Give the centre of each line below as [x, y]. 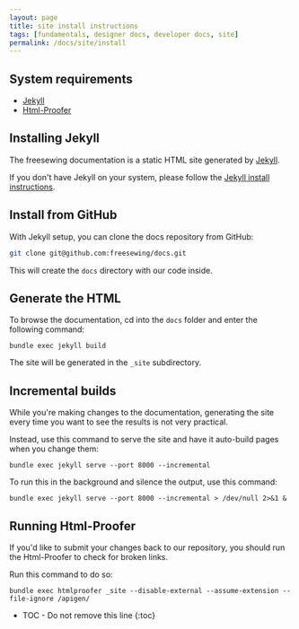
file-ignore [31, 598]
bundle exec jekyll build [57, 346]
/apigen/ [74, 598]
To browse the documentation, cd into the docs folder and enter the [133, 320]
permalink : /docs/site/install [68, 43]
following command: [47, 329]
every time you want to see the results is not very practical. [119, 422]
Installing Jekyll [55, 139]
